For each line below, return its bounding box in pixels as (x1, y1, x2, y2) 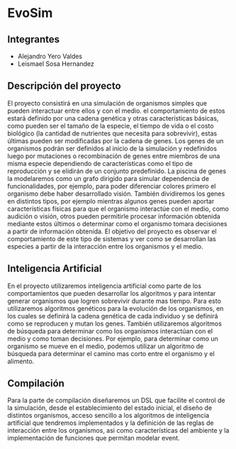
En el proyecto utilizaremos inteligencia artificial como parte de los (7, 282, 202, 290)
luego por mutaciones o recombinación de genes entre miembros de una (7, 151, 220, 160)
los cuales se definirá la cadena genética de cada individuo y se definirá (7, 311, 218, 320)
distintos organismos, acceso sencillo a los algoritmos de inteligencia (7, 411, 210, 420)
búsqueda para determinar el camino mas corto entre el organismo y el (7, 349, 215, 357)
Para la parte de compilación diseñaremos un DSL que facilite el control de (7, 396, 225, 405)
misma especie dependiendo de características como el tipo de (7, 159, 193, 167)
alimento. (7, 357, 35, 365)
